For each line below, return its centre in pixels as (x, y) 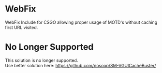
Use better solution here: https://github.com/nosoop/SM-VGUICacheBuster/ (81, 65)
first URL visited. (22, 27)
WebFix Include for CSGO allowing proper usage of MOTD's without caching (81, 22)
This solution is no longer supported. (42, 60)
